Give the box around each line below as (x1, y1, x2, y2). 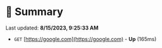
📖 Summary (5, 5, 63, 19)
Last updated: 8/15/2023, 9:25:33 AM (5, 24, 99, 31)
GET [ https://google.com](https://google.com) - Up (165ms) (14, 35, 157, 42)
